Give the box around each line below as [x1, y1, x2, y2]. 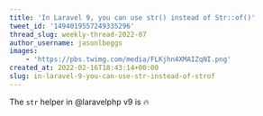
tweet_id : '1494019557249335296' [9, 22, 135, 31]
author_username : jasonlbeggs [9, 38, 123, 48]
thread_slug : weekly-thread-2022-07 [9, 30, 147, 39]
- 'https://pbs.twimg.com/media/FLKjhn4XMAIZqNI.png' [25, 55, 231, 64]
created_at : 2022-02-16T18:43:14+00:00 [9, 64, 159, 73]
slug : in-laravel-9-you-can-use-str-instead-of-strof [9, 72, 216, 81]
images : [9, 47, 39, 56]
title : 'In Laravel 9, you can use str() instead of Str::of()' [9, 13, 256, 22]
